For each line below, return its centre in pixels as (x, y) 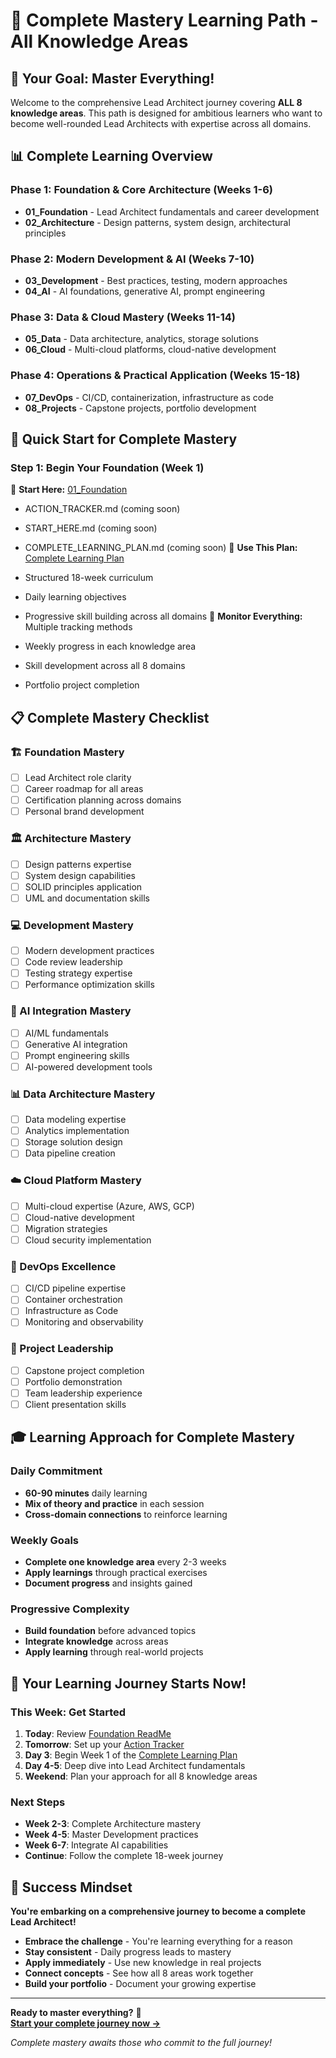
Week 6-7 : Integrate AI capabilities (96, 1845)
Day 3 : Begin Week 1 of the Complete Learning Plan (131, 1755)
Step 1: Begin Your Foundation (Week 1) (107, 467)
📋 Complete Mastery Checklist (110, 717)
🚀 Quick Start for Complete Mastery (124, 439)
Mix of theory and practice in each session (114, 1503)
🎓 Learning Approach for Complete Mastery (152, 1437)
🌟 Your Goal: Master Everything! (112, 78)
